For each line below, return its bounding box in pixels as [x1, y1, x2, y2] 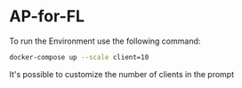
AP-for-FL [9, 6, 85, 27]
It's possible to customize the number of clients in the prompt [9, 68, 235, 79]
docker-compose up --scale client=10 [9, 52, 149, 61]
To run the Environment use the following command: [9, 36, 201, 46]
